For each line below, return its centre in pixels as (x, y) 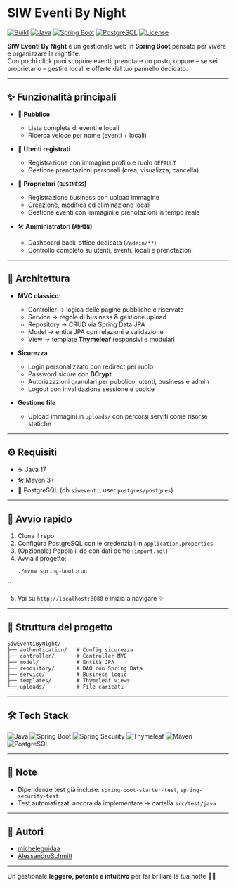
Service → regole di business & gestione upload (97, 317)
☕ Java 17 (32, 470)
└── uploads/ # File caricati (66, 687)
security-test (38, 796)
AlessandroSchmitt (45, 856)
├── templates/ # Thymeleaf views (69, 680)
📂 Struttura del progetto (60, 627)
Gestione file (37, 402)
